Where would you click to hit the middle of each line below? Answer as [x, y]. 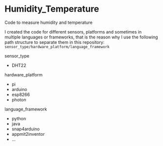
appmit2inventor [28, 134]
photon [19, 100]
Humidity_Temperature [52, 9]
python [19, 118]
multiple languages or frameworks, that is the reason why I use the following [81, 37]
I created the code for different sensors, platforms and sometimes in [73, 32]
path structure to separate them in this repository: [55, 42]
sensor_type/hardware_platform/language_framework [57, 47]
